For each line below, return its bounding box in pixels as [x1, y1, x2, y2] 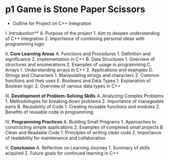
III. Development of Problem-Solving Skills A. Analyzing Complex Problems [5, 93, 164, 99]
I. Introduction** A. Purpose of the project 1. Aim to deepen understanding [5, 30, 160, 36]
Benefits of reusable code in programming [5, 109, 94, 115]
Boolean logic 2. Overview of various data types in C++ [5, 83, 121, 89]
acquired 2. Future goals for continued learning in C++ [5, 150, 119, 156]
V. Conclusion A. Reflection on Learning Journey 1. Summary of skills [5, 144, 150, 150]
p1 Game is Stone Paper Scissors [5, 4, 146, 15]
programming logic [5, 41, 45, 47]
